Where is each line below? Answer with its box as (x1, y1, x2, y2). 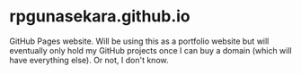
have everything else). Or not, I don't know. (9, 54, 169, 65)
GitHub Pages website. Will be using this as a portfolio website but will (9, 36, 270, 46)
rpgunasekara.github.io (9, 6, 190, 27)
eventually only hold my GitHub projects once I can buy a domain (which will (9, 45, 292, 55)
